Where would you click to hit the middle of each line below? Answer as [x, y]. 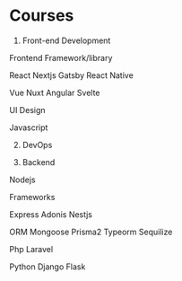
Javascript [29, 127]
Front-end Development [66, 40]
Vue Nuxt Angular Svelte [55, 92]
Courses [42, 16]
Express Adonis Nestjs [51, 214]
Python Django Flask [48, 267]
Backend [39, 162]
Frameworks [32, 197]
